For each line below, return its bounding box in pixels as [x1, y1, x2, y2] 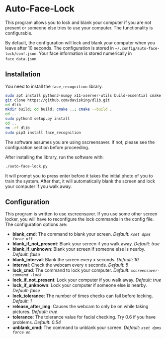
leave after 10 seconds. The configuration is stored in [5, 45, 114, 51]
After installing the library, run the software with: [5, 154, 104, 160]
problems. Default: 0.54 [12, 320, 61, 326]
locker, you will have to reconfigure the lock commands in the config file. [5, 216, 154, 222]
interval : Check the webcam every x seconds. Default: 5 [12, 262, 129, 268]
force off [12, 236, 33, 242]
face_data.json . [5, 55, 38, 61]
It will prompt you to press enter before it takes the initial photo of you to [5, 172, 153, 178]
